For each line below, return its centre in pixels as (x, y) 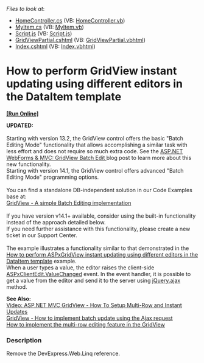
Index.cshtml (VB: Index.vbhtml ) (55, 46)
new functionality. (29, 164)
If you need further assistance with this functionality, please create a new (98, 229)
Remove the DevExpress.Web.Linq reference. (63, 354)
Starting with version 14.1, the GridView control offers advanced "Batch (95, 170)
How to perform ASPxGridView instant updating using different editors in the (102, 254)
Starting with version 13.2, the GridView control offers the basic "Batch (95, 138)
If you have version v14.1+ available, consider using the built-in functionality (101, 216)
